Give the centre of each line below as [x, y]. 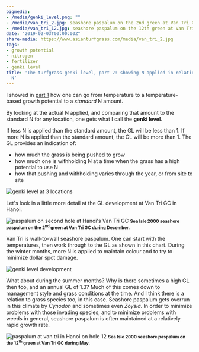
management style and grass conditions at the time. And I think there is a [95, 293]
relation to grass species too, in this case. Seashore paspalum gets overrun [98, 300]
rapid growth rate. [28, 325]
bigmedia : [18, 12]
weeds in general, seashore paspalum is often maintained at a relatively [93, 319]
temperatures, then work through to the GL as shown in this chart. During [95, 245]
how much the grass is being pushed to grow [70, 155]
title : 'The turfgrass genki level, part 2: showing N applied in [90, 73]
